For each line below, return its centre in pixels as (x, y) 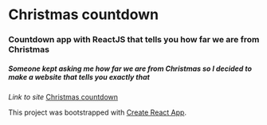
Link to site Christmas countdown (63, 97)
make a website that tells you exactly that (79, 76)
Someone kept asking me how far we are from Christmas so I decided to (130, 68)
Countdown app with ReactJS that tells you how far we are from (134, 40)
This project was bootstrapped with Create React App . (98, 112)
